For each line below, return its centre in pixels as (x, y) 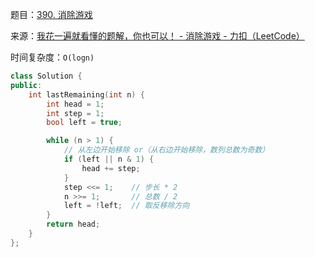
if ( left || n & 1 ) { (109, 159)
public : (26, 85)
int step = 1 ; (75, 113)
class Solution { (46, 76)
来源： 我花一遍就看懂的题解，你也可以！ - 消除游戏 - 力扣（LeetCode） (157, 36)
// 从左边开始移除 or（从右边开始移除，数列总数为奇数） (166, 150)
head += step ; (111, 168)
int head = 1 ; (75, 104)
